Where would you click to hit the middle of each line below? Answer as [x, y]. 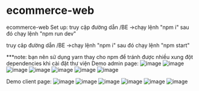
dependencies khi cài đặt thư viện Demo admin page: [72, 63]
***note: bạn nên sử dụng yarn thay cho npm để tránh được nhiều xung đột [100, 57]
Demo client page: [29, 81]
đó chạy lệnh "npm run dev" [41, 33]
